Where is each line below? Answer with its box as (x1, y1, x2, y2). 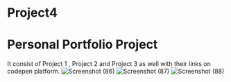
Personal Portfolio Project (7, 37, 158, 53)
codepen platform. (7, 67, 60, 76)
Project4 (7, 5, 58, 21)
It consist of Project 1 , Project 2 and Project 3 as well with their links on (7, 60, 212, 68)
